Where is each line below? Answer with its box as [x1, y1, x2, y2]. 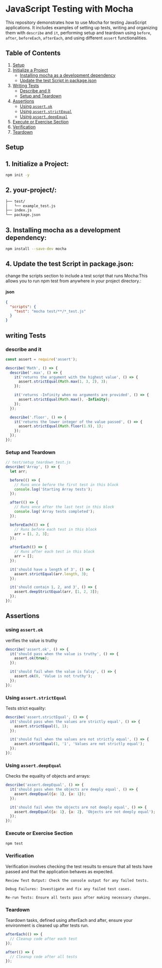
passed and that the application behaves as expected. [5, 868, 113, 874]
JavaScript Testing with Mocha [5, 3, 134, 15]
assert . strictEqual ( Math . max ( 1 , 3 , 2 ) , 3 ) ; [18, 379, 108, 384]
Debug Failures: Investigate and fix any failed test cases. [5, 886, 132, 891]
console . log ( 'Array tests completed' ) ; [14, 509, 95, 514]
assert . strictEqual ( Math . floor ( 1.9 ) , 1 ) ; [18, 424, 104, 429]
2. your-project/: [5, 186, 57, 194]
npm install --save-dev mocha [5, 246, 67, 251]
